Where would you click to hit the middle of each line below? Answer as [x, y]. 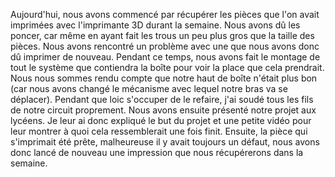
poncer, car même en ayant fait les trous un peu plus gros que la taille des [162, 35]
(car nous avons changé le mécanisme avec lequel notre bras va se [149, 88]
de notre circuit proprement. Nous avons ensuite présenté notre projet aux [163, 110]
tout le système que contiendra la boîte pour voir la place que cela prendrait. [167, 67]
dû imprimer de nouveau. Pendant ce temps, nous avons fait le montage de [165, 57]
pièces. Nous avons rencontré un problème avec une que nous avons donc [165, 46]
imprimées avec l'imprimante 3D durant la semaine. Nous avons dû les [155, 25]
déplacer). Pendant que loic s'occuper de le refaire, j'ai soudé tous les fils [162, 99]
